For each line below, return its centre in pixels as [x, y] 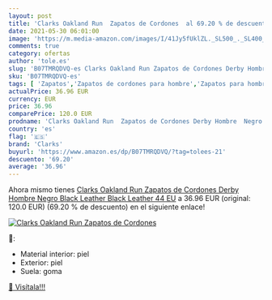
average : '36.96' [38, 167]
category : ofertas [39, 54]
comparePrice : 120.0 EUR [50, 114]
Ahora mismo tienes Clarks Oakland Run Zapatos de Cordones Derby [124, 190]
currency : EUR [32, 99]
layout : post [30, 16]
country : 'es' [32, 129]
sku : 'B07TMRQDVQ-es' [45, 76]
